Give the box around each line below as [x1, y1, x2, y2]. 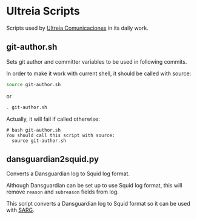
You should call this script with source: [6, 132, 115, 138]
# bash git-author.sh [6, 127, 61, 133]
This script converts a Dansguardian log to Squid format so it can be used [6, 200, 191, 207]
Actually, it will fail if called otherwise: [6, 115, 100, 123]
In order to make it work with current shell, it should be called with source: [6, 70, 192, 77]
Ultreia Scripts [6, 4, 80, 18]
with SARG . [6, 206, 35, 214]
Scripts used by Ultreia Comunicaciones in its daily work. [6, 24, 149, 32]
